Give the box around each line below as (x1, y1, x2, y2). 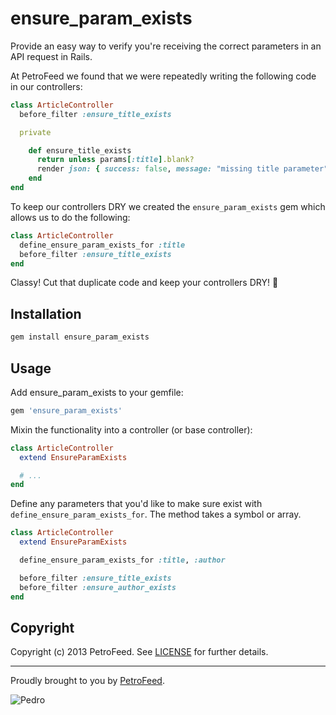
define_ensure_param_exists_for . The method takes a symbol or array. (10, 508, 302, 521)
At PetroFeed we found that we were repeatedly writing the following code (10, 70, 317, 82)
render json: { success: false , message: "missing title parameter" (36, 164, 329, 174)
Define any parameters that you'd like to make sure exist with (10, 498, 263, 510)
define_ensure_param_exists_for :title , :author (19, 555, 226, 566)
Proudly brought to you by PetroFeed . (10, 675, 165, 687)
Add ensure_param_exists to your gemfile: (10, 386, 184, 398)
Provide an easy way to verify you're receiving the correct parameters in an (10, 40, 322, 52)
